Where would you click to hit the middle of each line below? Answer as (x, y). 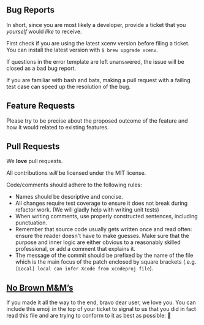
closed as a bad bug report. (41, 68)
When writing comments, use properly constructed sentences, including (106, 216)
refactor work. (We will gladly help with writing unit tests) (87, 210)
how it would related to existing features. (58, 127)
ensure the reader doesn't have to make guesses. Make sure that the (102, 236)
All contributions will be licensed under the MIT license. (76, 173)
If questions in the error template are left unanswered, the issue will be (96, 61)
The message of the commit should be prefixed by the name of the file (104, 255)
